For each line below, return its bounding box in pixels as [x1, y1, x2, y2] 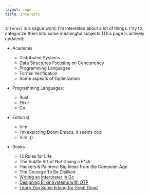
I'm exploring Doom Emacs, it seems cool [19, 129, 103, 135]
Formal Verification [19, 70, 57, 76]
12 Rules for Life [19, 153, 52, 159]
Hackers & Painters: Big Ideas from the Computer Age [19, 164, 128, 170]
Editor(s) [12, 114, 30, 120]
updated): [5, 35, 25, 42]
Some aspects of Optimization [19, 75, 80, 81]
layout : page [5, 7, 32, 12]
